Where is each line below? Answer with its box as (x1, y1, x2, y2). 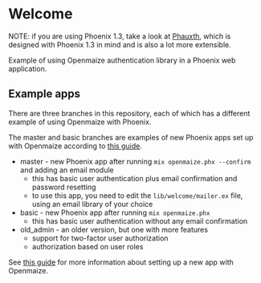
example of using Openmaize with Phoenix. (8, 117, 152, 127)
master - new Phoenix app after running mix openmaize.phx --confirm (19, 156, 251, 166)
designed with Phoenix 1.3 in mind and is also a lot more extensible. (8, 39, 231, 49)
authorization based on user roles (31, 241, 144, 251)
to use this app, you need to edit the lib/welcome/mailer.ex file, (31, 190, 243, 200)
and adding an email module (19, 165, 114, 175)
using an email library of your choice (31, 199, 153, 208)
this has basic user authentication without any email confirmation (31, 216, 248, 225)
